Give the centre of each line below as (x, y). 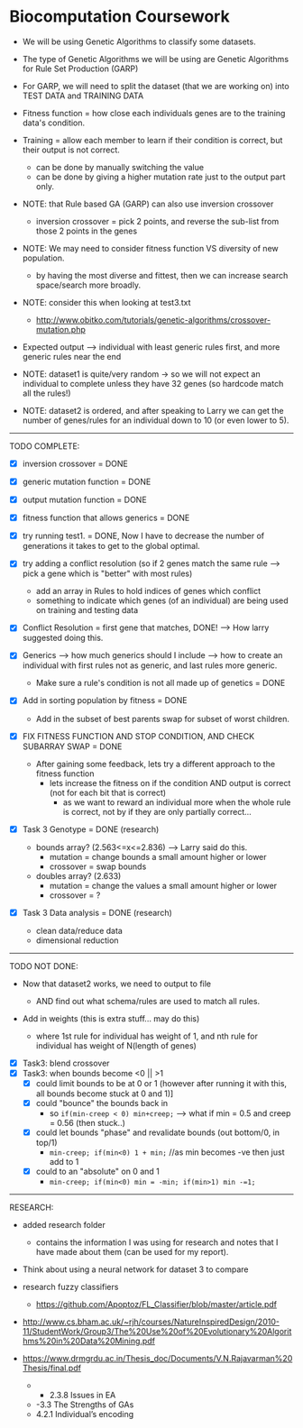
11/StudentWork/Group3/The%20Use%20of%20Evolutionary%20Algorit (157, 1332)
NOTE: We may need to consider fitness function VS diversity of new (150, 248)
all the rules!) (46, 393)
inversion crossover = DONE (75, 463)
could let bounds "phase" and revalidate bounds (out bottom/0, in (158, 1132)
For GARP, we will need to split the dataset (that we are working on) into (156, 86)
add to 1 (64, 1162)
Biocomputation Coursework (119, 17)
